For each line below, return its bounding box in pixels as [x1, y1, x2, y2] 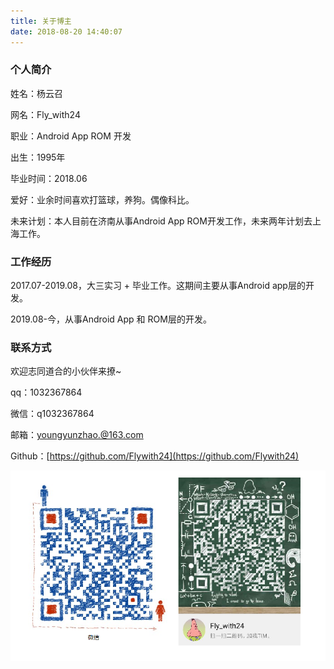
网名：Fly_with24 [10, 108, 81, 120]
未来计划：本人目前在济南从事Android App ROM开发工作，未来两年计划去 [10, 215, 313, 227]
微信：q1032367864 [10, 408, 95, 420]
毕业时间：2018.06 [10, 172, 88, 184]
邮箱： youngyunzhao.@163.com [10, 429, 144, 441]
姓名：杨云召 [10, 87, 63, 99]
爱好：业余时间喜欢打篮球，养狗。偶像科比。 [10, 193, 195, 205]
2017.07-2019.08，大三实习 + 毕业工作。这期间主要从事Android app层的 [10, 280, 306, 292]
